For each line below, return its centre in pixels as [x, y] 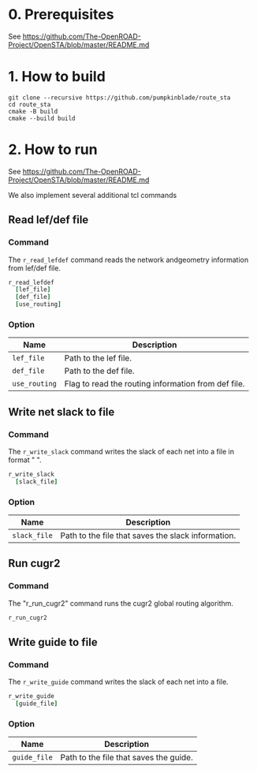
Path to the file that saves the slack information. [148, 536]
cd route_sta [30, 104]
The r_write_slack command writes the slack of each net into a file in [121, 451]
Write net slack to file [61, 412]
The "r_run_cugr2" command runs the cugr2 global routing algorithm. [121, 603]
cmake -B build [33, 111]
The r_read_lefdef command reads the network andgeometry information [128, 260]
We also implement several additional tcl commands [93, 195]
